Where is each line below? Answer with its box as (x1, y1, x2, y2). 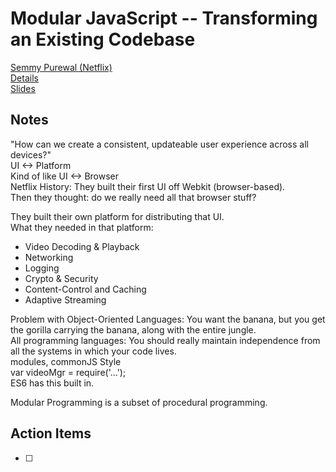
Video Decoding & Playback (24, 240, 140, 252)
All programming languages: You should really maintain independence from (10, 334, 321, 346)
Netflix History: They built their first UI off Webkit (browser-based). (10, 180, 286, 192)
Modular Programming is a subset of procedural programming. (10, 396, 268, 408)
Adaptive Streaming (24, 293, 107, 306)
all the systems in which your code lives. (10, 345, 177, 357)
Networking (24, 251, 74, 263)
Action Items (10, 425, 92, 442)
